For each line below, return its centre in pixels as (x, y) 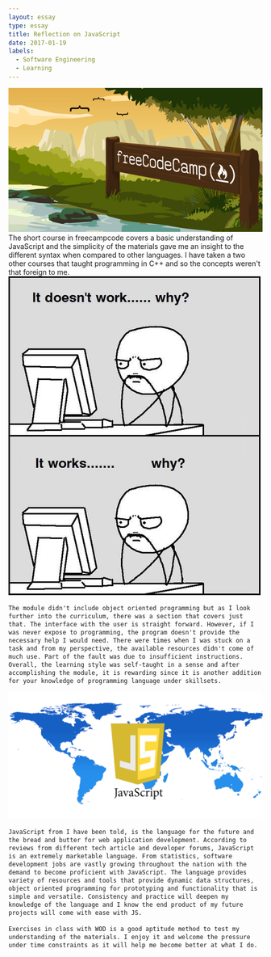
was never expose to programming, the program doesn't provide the (124, 632)
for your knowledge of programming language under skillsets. (115, 681)
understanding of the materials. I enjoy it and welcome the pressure (129, 937)
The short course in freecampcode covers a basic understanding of (121, 238)
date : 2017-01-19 (38, 43)
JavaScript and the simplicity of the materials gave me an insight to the (126, 246)
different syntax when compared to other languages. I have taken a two (127, 255)
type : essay (28, 25)
